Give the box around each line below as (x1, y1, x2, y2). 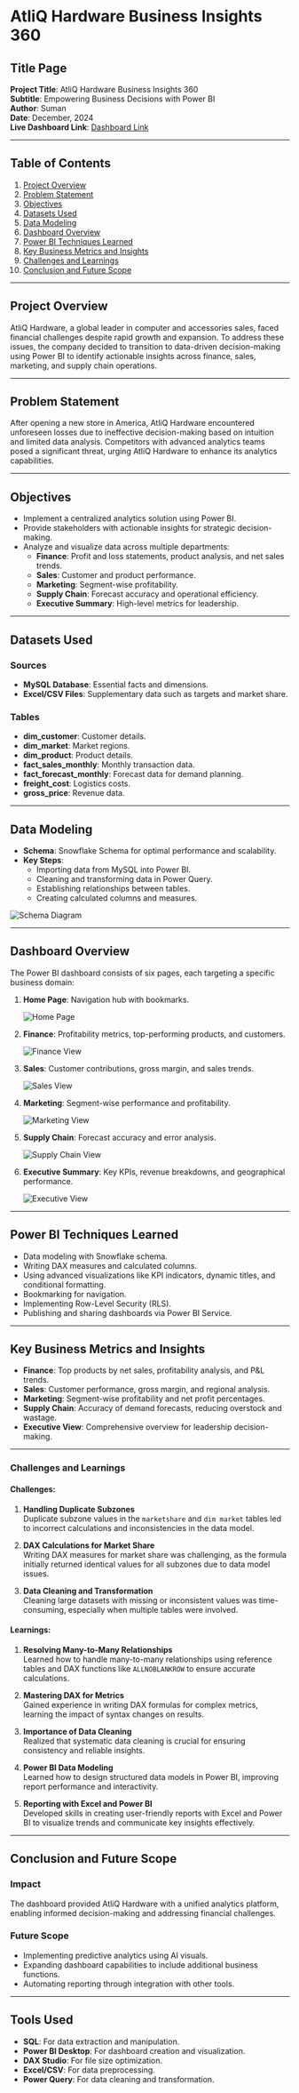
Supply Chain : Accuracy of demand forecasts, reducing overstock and (22, 1403, 282, 1414)
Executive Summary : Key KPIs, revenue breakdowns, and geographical (22, 1167, 286, 1177)
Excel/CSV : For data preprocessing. (22, 2065, 156, 2075)
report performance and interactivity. (22, 1781, 159, 1792)
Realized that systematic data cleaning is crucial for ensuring (22, 1736, 247, 1746)
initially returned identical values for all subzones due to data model (22, 1559, 271, 1569)
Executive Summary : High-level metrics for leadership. (35, 598, 240, 609)
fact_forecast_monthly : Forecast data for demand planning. (22, 769, 244, 780)
